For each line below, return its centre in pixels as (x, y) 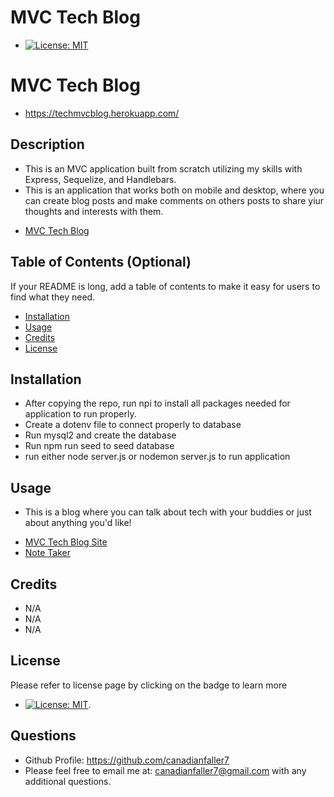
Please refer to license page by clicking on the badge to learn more (149, 685)
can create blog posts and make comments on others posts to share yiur (174, 200)
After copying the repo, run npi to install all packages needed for (157, 403)
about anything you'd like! (78, 523)
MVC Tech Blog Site (66, 542)
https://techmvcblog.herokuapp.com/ (102, 113)
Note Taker (47, 553)
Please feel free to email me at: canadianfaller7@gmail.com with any (165, 770)
